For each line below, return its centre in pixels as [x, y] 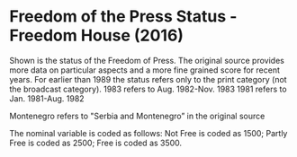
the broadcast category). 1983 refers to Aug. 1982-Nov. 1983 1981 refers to [148, 89]
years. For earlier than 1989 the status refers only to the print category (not [148, 79]
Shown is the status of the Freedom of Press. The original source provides [147, 60]
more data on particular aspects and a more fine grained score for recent [145, 70]
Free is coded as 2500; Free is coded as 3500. [96, 143]
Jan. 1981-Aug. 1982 [47, 98]
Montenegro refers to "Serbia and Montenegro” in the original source [137, 116]
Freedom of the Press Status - [123, 17]
